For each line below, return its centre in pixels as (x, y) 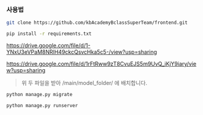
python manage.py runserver (42, 105)
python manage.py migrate (39, 95)
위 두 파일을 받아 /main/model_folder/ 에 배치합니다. (84, 83)
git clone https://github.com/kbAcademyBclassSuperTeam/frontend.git (97, 23)
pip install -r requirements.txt (49, 34)
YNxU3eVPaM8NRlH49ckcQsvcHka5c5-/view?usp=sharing (82, 52)
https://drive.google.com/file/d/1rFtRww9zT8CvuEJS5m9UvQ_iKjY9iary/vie (101, 64)
